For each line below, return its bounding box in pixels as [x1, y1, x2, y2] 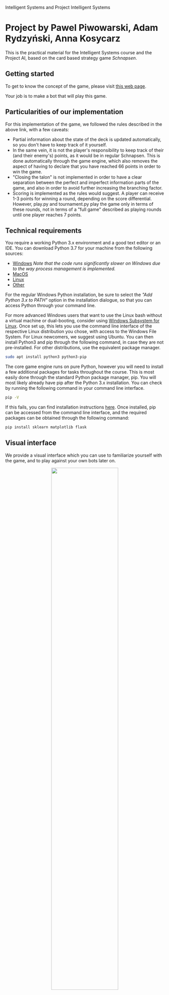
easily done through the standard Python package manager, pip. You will [5, 375, 156, 381]
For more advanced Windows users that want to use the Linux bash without [5, 312, 162, 318]
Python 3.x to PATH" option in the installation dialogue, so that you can [5, 297, 152, 303]
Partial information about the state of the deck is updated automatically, [12, 136, 161, 142]
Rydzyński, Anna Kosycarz [5, 33, 121, 45]
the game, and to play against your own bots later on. [5, 457, 116, 463]
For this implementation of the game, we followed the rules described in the [5, 121, 162, 127]
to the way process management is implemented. [12, 266, 116, 272]
